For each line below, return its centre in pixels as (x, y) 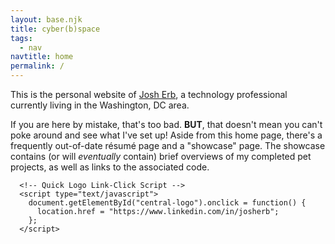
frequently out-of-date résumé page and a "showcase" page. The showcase (168, 145)
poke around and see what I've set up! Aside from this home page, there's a (166, 135)
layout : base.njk (46, 19)
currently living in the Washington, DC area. (100, 105)
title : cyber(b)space (55, 29)
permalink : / (37, 66)
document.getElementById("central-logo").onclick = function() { (167, 203)
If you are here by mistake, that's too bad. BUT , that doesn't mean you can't (166, 124)
